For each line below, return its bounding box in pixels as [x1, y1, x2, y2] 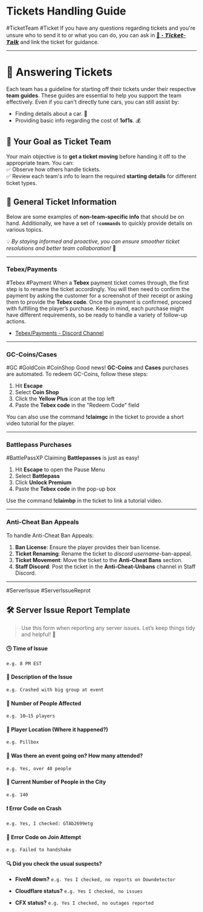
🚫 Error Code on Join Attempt [6, 833, 82, 840]
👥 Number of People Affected [6, 699, 82, 707]
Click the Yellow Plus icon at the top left [14, 395, 115, 403]
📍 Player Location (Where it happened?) [6, 726, 109, 733]
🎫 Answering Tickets [6, 65, 113, 79]
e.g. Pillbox [6, 739, 39, 745]
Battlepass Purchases [6, 441, 72, 449]
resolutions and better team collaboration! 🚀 [6, 244, 117, 252]
